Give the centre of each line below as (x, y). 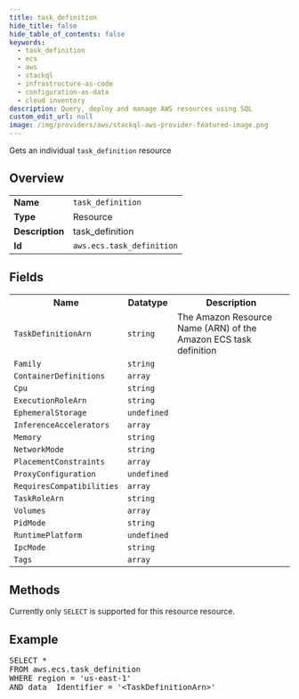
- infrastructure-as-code (65, 84)
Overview (37, 179)
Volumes (30, 510)
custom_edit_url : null (51, 117)
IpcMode (30, 547)
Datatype (148, 302)
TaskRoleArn (39, 498)
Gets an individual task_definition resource (90, 150)
